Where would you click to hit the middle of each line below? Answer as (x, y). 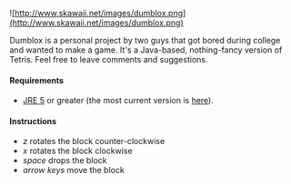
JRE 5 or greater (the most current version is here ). (118, 101)
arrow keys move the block (73, 170)
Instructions (33, 121)
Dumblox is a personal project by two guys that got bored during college (145, 40)
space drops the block (65, 160)
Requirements (37, 80)
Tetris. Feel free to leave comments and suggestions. (109, 59)
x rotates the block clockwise (78, 151)
